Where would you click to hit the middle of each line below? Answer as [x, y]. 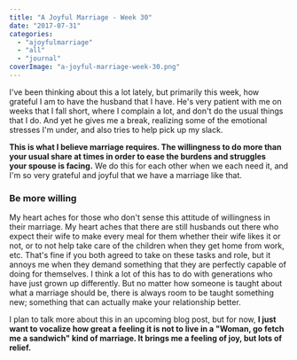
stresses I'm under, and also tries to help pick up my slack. [116, 129]
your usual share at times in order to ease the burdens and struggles [137, 156]
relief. [20, 348]
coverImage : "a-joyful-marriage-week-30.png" [94, 67]
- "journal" [39, 59]
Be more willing [43, 198]
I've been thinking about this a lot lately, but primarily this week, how [134, 92]
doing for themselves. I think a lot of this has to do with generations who [141, 274]
